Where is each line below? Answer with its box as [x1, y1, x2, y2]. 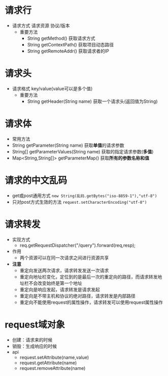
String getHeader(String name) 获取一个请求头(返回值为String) [27, 98, 158, 104]
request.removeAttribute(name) [19, 365, 86, 371]
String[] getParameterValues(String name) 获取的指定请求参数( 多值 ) [12, 148, 154, 154]
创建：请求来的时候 [12, 337, 53, 343]
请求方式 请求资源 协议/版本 [12, 22, 70, 29]
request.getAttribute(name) [19, 360, 77, 366]
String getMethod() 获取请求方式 [27, 35, 95, 41]
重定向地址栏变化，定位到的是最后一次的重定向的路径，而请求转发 [19, 274, 158, 280]
